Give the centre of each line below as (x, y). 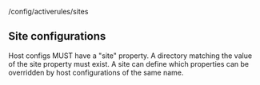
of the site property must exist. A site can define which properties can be (129, 64)
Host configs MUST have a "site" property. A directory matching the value (130, 56)
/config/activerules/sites (48, 12)
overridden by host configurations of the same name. (96, 72)
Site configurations (57, 36)
